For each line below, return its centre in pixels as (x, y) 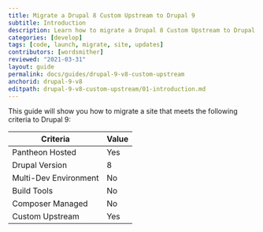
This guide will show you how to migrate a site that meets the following (123, 111)
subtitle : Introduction (47, 23)
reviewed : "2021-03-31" (47, 60)
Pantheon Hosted (44, 152)
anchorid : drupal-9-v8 (45, 81)
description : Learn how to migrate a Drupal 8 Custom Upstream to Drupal (132, 30)
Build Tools (33, 191)
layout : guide (31, 67)
